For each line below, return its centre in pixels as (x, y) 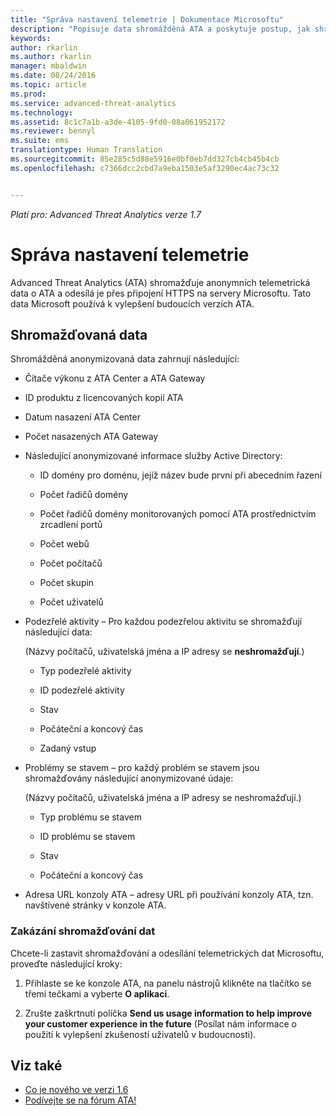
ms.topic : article (48, 85)
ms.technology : (42, 112)
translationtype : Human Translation (86, 150)
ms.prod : (28, 94)
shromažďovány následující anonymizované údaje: (129, 778)
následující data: (58, 632)
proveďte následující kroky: (66, 963)
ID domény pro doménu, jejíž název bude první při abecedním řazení (180, 475)
